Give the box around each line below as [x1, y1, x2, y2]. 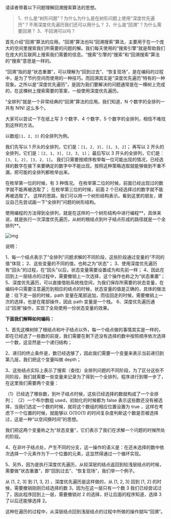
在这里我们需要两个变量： [5, 380, 59, 386]
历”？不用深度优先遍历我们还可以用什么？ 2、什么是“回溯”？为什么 [17, 22, 157, 27]
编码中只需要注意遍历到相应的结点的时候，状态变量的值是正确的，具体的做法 [5, 286, 166, 292]
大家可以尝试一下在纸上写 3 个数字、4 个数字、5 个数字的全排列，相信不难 [5, 116, 161, 122]
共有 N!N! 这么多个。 [5, 105, 49, 111]
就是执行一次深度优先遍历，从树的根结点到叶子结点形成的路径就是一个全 [14, 216, 166, 222]
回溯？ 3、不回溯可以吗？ [22, 28, 76, 34]
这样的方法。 [9, 122, 37, 128]
